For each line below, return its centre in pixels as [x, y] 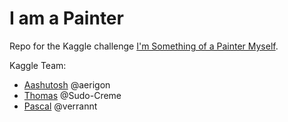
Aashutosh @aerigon [67, 84]
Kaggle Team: [38, 65]
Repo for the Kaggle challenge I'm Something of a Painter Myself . [144, 46]
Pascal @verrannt [60, 106]
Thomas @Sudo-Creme [72, 95]
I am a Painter [66, 18]
